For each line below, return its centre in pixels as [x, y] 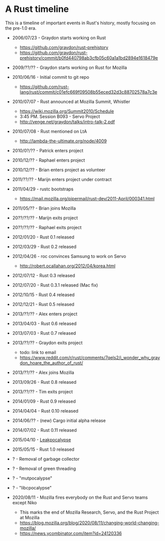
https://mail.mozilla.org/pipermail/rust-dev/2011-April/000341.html [87, 198]
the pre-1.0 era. [21, 28]
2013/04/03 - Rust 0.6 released [44, 323]
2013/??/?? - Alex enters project [45, 314]
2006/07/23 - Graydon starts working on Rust [59, 38]
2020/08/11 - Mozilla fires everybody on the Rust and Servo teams [80, 497]
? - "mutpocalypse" [32, 478]
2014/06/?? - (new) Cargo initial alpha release [59, 421]
